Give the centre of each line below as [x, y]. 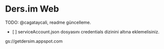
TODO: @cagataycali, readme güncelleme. [48, 22]
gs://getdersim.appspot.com [34, 41]
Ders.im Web [32, 9]
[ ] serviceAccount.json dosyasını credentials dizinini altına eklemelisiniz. [86, 32]
